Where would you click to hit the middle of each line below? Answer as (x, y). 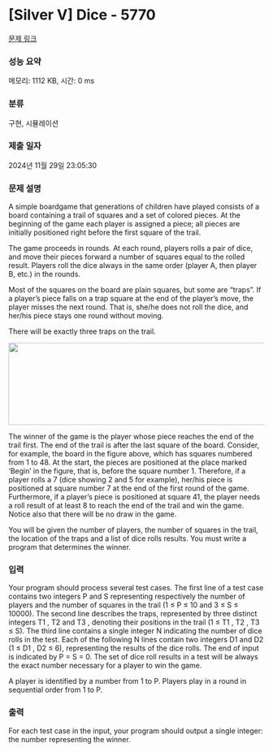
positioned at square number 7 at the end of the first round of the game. (129, 488)
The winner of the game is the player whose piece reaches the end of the (131, 437)
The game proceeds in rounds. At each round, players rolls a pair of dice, (131, 249)
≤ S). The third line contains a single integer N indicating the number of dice (135, 631)
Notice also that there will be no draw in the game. (93, 514)
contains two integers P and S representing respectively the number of (127, 596)
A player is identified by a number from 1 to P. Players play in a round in (128, 681)
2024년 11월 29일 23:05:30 (53, 165)
